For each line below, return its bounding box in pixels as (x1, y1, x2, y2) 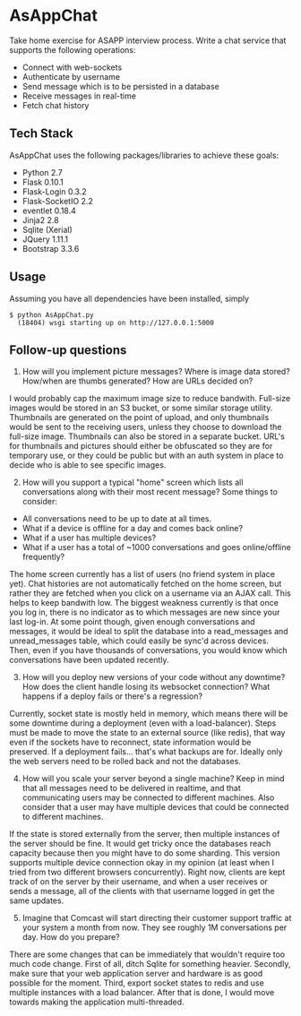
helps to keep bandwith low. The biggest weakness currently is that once (9, 598, 279, 608)
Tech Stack (9, 126, 73, 142)
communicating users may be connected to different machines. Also (21, 792, 275, 803)
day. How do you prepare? (21, 932, 120, 943)
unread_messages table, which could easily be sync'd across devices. (9, 635, 269, 646)
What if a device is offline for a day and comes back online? (21, 523, 244, 534)
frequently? (21, 552, 65, 563)
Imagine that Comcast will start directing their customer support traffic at (21, 913, 292, 924)
